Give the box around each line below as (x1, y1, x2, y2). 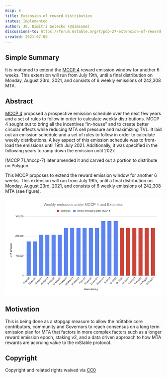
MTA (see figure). (5, 188, 41, 194)
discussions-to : (5, 29, 39, 34)
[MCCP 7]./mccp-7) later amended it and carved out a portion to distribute (5, 157, 158, 163)
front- (144, 137, 157, 143)
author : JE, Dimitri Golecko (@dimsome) (5, 24, 90, 29)
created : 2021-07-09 (5, 34, 48, 39)
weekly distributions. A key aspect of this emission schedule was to (5, 137, 144, 143)
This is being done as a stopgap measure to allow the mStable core (5, 318, 143, 324)
